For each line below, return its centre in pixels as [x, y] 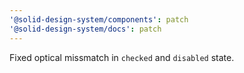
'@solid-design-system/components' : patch [99, 19]
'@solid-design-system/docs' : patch [85, 29]
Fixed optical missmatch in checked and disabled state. [122, 57]
